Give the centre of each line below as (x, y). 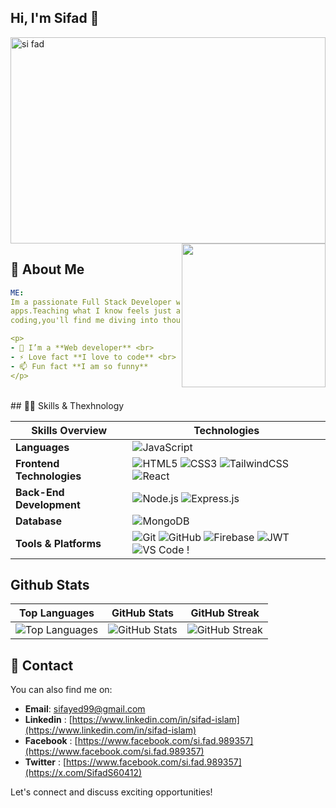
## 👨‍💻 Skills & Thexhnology (67, 405)
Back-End (40, 492)
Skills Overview (69, 430)
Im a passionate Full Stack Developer (91, 302)
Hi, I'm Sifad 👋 (55, 18)
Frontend (37, 463)
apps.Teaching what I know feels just (91, 311)
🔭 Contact (42, 665)
